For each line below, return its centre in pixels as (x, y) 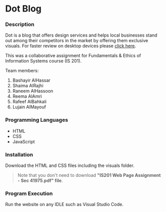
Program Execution (29, 193)
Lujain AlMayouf (29, 107)
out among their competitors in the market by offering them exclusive (77, 41)
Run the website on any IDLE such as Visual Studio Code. (64, 204)
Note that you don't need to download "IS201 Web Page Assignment (89, 175)
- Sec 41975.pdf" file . (40, 180)
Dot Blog (23, 9)
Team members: (22, 71)
